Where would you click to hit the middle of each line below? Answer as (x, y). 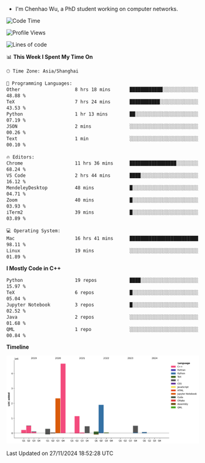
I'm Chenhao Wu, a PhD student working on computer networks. (97, 9)
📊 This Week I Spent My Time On (50, 57)
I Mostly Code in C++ (34, 268)
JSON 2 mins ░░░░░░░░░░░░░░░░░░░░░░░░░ (102, 126)
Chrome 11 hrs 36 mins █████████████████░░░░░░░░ (102, 163)
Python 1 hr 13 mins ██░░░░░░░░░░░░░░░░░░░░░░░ (102, 114)
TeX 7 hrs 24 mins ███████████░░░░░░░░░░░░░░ (102, 102)
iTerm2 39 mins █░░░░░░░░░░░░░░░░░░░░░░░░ (102, 212)
